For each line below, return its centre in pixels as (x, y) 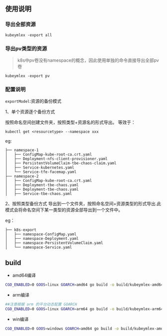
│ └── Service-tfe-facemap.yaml (41, 172)
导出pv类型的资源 (26, 48)
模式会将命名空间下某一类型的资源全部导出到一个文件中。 (64, 210)
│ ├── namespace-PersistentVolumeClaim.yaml (54, 243)
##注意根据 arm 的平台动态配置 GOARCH (41, 304)
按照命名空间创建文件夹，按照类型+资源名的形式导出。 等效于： (70, 122)
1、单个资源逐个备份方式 (30, 112)
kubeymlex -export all (29, 35)
